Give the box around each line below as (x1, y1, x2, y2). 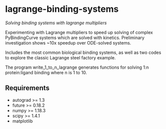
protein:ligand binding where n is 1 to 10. (5, 69, 87, 75)
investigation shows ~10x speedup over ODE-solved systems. (5, 40, 131, 45)
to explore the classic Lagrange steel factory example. (5, 54, 116, 60)
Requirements (5, 84, 50, 92)
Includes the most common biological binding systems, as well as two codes (5, 49, 162, 55)
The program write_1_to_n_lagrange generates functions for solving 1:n (5, 64, 149, 70)
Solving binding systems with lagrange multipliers (5, 20, 107, 26)
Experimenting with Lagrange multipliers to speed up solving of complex (5, 29, 153, 35)
